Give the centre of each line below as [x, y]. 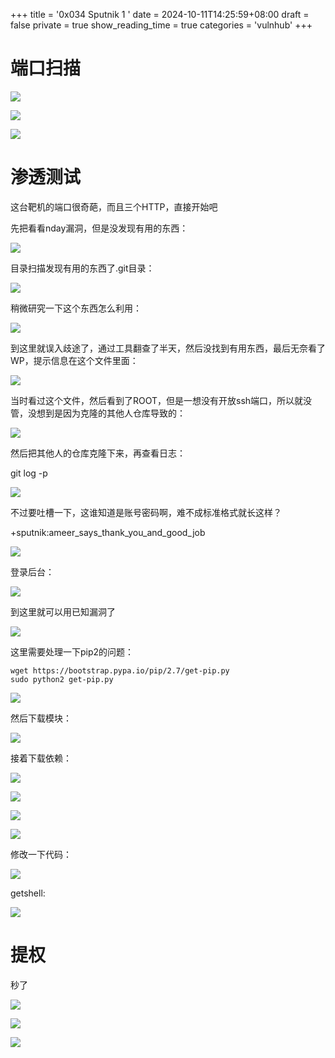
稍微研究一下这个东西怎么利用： [76, 308]
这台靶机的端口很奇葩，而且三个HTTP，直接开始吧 [114, 206]
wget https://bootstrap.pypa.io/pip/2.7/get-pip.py [120, 670]
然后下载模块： [41, 718]
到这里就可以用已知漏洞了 [63, 611]
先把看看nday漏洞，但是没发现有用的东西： [99, 228]
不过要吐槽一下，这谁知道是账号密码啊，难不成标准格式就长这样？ [146, 512]
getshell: [28, 893]
